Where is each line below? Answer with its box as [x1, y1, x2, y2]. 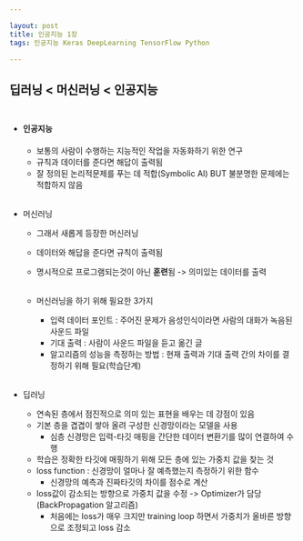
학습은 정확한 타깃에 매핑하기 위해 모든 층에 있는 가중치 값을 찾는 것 [35, 454, 275, 465]
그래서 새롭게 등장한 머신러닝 [35, 227, 139, 238]
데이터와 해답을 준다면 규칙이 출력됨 [35, 246, 164, 257]
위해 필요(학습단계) [74, 360, 142, 371]
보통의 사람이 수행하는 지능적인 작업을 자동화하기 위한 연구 [35, 145, 244, 155]
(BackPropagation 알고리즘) [35, 499, 138, 510]
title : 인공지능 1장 [9, 29, 78, 39]
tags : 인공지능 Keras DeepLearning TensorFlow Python [9, 38, 210, 47]
